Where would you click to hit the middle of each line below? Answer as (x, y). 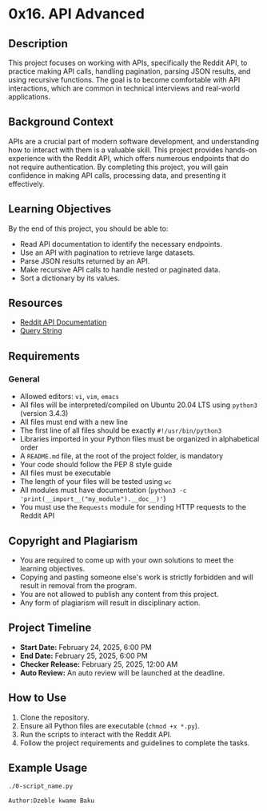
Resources (36, 303)
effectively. (27, 184)
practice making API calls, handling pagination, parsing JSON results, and (130, 71)
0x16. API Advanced (77, 14)
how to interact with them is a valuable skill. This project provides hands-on (133, 150)
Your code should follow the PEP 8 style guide (96, 465)
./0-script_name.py (41, 786)
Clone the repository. (54, 717)
